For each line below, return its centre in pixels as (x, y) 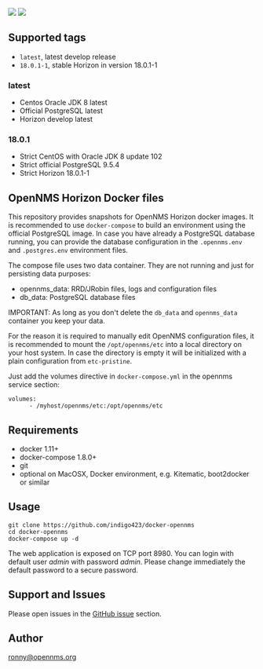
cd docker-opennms (38, 532)
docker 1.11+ (39, 449)
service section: (34, 385)
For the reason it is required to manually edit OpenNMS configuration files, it (131, 336)
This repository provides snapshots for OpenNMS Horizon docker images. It (131, 217)
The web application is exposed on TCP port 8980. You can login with (121, 553)
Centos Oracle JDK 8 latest (63, 103)
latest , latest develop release (68, 57)
